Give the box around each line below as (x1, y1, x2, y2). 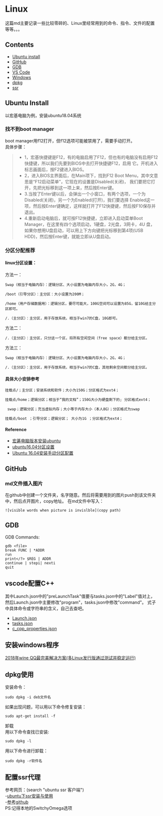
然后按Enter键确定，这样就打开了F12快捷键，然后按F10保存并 (33, 203, 156, 209)
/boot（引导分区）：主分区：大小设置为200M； (5, 292, 85, 297)
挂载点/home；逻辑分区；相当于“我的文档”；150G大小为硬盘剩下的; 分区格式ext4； (5, 398, 151, 402)
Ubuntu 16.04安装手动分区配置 (12, 450, 74, 456)
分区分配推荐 (5, 247, 36, 254)
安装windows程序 (5, 641, 60, 649)
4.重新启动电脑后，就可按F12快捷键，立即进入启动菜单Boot (24, 215, 143, 221)
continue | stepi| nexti (5, 560, 56, 565)
